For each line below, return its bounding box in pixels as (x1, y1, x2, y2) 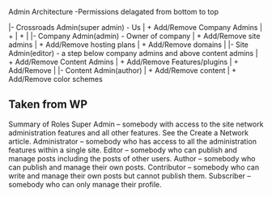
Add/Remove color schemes (8, 75, 103, 84)
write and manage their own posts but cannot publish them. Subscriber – (8, 170, 251, 181)
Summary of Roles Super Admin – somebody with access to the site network (8, 119, 264, 129)
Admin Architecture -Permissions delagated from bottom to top (8, 7, 219, 16)
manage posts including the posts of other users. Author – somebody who (8, 153, 256, 163)
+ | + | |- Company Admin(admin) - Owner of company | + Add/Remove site (8, 32, 261, 41)
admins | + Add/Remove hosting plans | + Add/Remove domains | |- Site (8, 40, 249, 49)
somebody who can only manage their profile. (8, 179, 162, 189)
